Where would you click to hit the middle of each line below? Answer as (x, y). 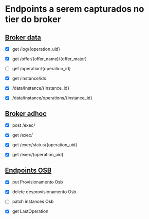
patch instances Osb (33, 201)
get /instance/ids (29, 79)
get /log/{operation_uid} (36, 49)
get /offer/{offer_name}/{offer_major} (49, 59)
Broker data (23, 37)
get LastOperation (30, 211)
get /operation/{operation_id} (41, 69)
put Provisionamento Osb (37, 182)
